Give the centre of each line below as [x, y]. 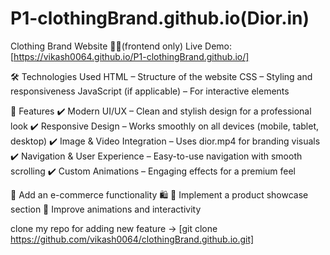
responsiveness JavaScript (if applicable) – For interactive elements [150, 91]
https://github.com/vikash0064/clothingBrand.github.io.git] [132, 239]
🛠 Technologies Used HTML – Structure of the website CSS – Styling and [161, 76]
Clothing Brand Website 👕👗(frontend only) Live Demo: [121, 46]
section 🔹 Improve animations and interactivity [106, 209]
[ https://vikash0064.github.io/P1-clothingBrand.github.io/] [130, 56]
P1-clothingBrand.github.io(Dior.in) [160, 18]
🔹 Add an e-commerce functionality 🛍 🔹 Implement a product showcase [159, 194]
